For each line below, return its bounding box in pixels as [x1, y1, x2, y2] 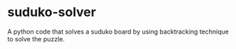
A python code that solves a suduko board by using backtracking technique [7, 27, 229, 36]
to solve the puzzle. [7, 34, 65, 43]
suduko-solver [7, 4, 97, 20]
